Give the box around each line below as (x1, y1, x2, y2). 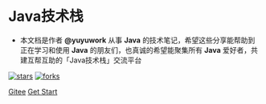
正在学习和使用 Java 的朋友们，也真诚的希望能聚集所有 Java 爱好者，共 (19, 45, 259, 54)
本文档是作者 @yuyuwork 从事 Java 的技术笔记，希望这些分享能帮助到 (19, 35, 256, 45)
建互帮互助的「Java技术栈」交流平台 (19, 55, 142, 65)
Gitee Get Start (8, 86, 58, 96)
